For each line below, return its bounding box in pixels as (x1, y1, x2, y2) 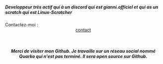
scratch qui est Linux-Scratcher (5, 9, 72, 15)
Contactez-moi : (5, 21, 38, 27)
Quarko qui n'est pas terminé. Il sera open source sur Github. (19, 53, 148, 59)
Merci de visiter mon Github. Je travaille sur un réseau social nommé (10, 48, 156, 54)
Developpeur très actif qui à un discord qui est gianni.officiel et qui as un (5, 4, 159, 10)
